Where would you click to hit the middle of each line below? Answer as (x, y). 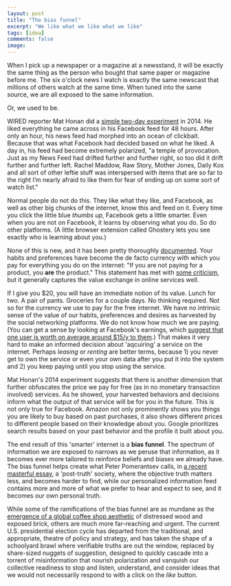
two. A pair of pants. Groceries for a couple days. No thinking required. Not (113, 300)
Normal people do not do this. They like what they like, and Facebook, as (110, 200)
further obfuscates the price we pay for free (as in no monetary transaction (113, 387)
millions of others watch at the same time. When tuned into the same (104, 87)
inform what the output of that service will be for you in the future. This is (111, 402)
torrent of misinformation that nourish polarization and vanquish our (103, 560)
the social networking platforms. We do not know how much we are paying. (114, 322)
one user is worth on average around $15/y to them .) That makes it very (109, 337)
